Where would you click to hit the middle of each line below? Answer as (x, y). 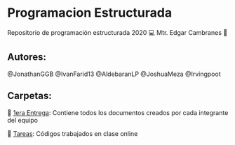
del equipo (23, 120)
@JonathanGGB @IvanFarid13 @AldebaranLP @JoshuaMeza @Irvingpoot (114, 74)
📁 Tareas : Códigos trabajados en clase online (73, 133)
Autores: (27, 57)
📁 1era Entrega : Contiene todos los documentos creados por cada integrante (118, 112)
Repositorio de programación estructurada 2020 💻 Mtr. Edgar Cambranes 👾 (117, 32)
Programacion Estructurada (90, 13)
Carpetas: (29, 96)
